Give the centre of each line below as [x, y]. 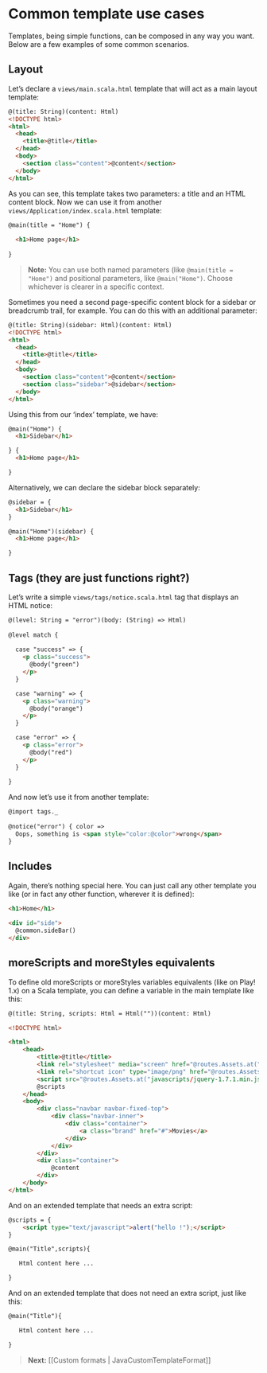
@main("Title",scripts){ [49, 1249]
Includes [30, 866]
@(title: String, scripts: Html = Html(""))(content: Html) [110, 1013]
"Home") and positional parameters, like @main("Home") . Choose [130, 278]
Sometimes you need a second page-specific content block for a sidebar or [132, 302]
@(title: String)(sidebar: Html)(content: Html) [90, 325]
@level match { [33, 635]
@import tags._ [33, 812]
